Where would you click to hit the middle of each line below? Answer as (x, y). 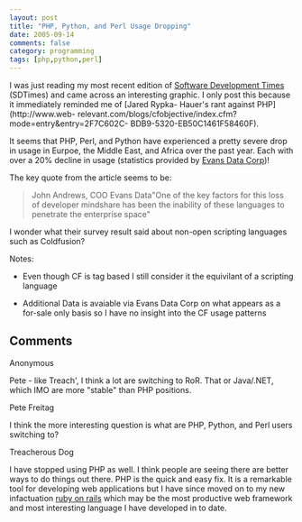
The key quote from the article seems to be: (91, 178)
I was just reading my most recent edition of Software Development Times (147, 85)
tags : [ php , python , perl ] (56, 60)
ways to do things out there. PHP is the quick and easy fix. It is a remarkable (151, 479)
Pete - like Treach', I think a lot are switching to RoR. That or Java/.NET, (142, 380)
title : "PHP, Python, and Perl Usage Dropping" (101, 26)
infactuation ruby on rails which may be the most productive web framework (151, 498)
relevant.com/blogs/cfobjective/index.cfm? (157, 114)
